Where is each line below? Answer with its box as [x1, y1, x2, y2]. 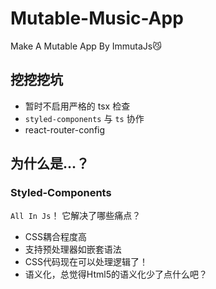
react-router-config [24, 123, 106, 136]
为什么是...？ [10, 155, 90, 172]
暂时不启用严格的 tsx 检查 [24, 100, 131, 112]
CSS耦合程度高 [24, 231, 87, 243]
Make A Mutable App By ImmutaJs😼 [10, 40, 162, 52]
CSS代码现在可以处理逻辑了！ [24, 256, 148, 268]
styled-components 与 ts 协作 [24, 112, 145, 124]
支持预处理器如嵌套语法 [24, 243, 122, 256]
